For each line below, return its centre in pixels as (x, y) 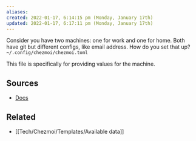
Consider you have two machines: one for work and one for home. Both (96, 41)
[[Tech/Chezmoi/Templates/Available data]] (69, 132)
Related (21, 117)
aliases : (17, 12)
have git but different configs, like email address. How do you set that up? (98, 47)
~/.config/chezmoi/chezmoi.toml (47, 53)
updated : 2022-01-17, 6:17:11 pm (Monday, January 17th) (80, 23)
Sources (22, 83)
